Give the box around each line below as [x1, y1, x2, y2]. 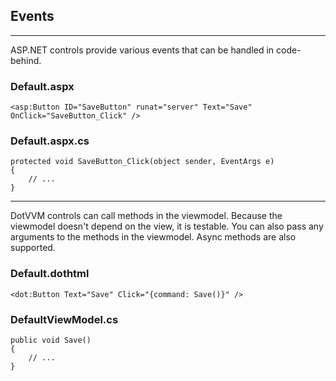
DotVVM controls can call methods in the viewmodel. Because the [10, 210, 283, 222]
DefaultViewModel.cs [10, 312, 119, 326]
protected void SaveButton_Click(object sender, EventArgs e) [10, 157, 275, 167]
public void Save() [10, 335, 92, 345]
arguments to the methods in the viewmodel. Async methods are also [10, 231, 297, 243]
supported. [10, 242, 56, 254]
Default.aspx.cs [10, 134, 90, 148]
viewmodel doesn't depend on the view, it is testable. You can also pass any [10, 220, 324, 233]
